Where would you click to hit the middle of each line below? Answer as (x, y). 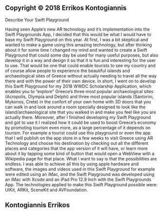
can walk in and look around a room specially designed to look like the (75, 107)
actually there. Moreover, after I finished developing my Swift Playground (78, 117)
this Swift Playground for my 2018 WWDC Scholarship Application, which (78, 86)
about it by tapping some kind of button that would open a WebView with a (80, 154)
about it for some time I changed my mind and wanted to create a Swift (76, 50)
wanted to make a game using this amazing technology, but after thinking (79, 45)
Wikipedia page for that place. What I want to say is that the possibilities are (81, 158)
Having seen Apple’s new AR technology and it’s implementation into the (77, 29)
